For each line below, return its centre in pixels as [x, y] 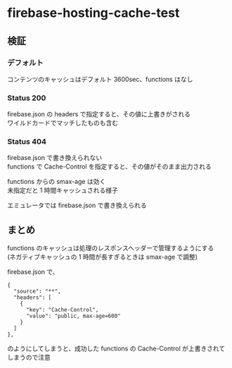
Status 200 [27, 98]
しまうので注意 [29, 357]
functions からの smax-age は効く [57, 182]
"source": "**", [37, 292]
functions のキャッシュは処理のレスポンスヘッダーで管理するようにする [111, 248]
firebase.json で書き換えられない [55, 158]
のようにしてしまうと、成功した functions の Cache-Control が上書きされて [116, 349]
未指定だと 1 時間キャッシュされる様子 [63, 190]
